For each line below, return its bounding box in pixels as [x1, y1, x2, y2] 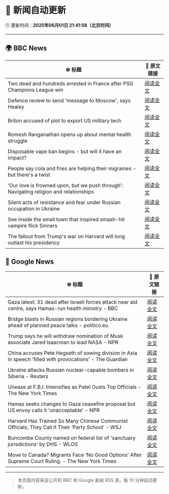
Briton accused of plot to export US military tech [8, 117, 122, 124]
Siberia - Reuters [8, 373, 49, 380]
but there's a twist [8, 171, 50, 178]
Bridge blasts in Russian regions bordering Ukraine [8, 315, 128, 322]
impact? [8, 154, 27, 161]
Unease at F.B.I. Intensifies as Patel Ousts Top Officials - [8, 383, 142, 390]
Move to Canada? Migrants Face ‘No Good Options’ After [8, 451, 142, 458]
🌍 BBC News [5, 44, 47, 53]
